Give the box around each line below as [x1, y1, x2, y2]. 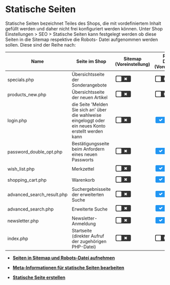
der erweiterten [71, 191, 104, 198]
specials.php [7, 76, 34, 83]
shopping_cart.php [7, 177, 47, 183]
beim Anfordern [71, 146, 105, 152]
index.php [7, 235, 28, 241]
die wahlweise [71, 112, 102, 118]
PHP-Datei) [71, 243, 96, 250]
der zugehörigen [71, 238, 107, 244]
